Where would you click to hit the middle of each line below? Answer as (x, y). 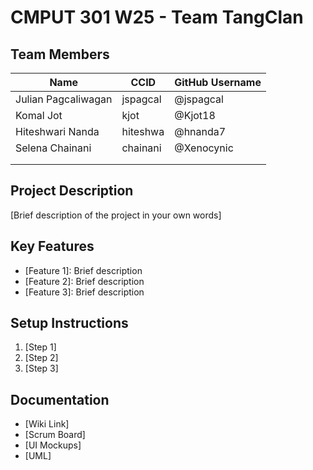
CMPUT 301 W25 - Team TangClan (157, 17)
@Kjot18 (195, 115)
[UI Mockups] (53, 445)
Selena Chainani (53, 148)
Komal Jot (39, 115)
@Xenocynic (204, 148)
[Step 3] (41, 368)
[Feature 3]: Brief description (84, 292)
